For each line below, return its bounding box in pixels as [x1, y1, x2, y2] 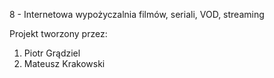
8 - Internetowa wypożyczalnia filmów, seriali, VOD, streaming [9, 9, 265, 20]
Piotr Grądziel [23, 47, 81, 59]
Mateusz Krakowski [23, 58, 106, 69]
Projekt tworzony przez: [9, 28, 108, 39]
